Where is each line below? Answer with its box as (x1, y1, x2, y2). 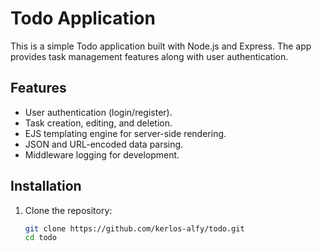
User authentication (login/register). (24, 106, 173, 118)
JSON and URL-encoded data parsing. (24, 138, 184, 150)
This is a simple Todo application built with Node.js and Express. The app (10, 40, 312, 52)
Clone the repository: (24, 204, 113, 216)
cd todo (24, 233, 57, 243)
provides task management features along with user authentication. (10, 50, 289, 62)
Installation (10, 178, 82, 195)
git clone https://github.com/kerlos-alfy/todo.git (24, 223, 245, 234)
